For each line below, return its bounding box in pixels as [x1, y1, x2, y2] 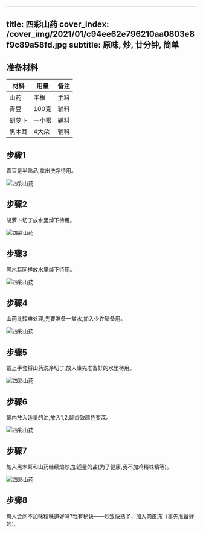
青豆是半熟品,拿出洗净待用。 [6, 167, 77, 174]
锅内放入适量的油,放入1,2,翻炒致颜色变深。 [6, 414, 112, 421]
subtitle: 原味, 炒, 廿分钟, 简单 [68, 40, 179, 50]
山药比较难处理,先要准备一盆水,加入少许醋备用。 [6, 315, 126, 322]
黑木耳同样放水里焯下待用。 [6, 266, 76, 273]
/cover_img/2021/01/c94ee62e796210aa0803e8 [6, 29, 195, 39]
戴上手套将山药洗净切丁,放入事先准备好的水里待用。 [6, 365, 135, 372]
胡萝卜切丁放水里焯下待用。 [6, 216, 76, 223]
